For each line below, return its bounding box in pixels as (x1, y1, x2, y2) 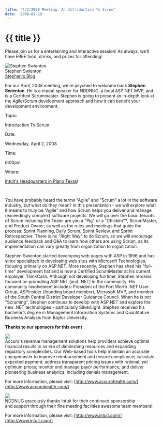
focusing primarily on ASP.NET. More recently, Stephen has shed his (5, 263, 142, 269)
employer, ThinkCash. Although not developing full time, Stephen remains (5, 273, 152, 279)
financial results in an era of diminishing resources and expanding (5, 344, 136, 349)
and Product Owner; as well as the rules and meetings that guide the (5, 223, 142, 229)
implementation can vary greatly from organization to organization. (5, 243, 138, 250)
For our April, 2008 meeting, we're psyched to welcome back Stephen (5, 83, 146, 89)
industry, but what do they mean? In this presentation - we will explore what (5, 202, 156, 208)
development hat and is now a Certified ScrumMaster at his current (16, 269, 151, 274)
